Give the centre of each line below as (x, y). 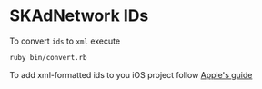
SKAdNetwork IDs (79, 16)
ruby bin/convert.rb (49, 57)
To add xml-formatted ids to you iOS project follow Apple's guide (131, 74)
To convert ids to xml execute (65, 41)
